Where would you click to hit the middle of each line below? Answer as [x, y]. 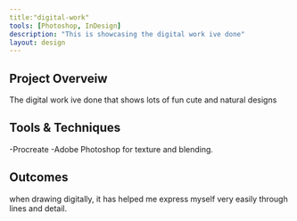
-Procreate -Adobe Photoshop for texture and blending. [111, 149]
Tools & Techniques [65, 128]
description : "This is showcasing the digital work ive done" [127, 34]
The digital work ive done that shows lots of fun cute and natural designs [143, 100]
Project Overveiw [58, 78]
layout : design [37, 42]
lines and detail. [38, 208]
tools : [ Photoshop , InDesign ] [66, 26]
